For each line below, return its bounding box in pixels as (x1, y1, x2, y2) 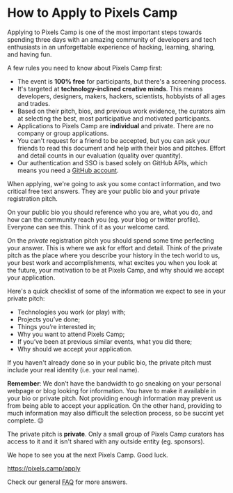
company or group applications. (17, 129, 109, 137)
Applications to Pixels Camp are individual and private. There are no (17, 121, 214, 130)
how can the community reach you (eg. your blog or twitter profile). (7, 215, 200, 224)
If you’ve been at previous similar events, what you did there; (17, 337, 193, 346)
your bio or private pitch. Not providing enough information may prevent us (7, 394, 223, 402)
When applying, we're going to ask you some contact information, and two (7, 179, 221, 188)
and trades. (17, 99, 51, 107)
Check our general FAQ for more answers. (7, 478, 128, 486)
